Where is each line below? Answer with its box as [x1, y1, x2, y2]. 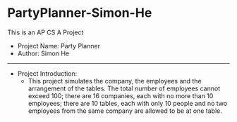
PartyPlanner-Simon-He [7, 5, 152, 21]
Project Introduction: [17, 69, 78, 78]
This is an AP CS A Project [7, 28, 84, 36]
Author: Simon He [17, 49, 70, 57]
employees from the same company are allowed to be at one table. [28, 107, 222, 115]
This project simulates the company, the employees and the [28, 76, 202, 85]
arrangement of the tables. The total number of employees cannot [28, 84, 221, 93]
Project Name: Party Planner [17, 41, 101, 50]
